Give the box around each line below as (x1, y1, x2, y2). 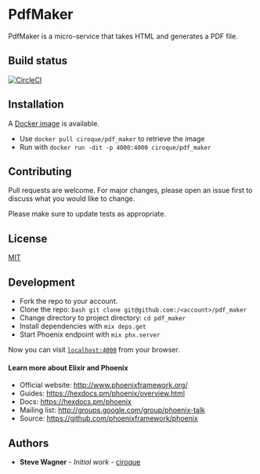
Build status (8, 54, 68, 67)
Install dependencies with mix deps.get (19, 322, 146, 330)
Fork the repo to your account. (19, 297, 118, 305)
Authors (8, 436, 49, 450)
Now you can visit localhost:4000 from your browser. (8, 345, 180, 354)
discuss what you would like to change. (8, 194, 135, 203)
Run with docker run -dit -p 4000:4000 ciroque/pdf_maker (19, 142, 211, 151)
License (8, 232, 48, 245)
